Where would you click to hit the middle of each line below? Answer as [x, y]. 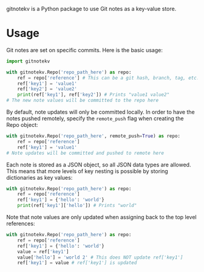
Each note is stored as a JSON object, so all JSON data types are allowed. [99, 165]
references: [21, 223]
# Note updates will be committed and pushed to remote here [85, 153]
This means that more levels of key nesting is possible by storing [87, 171]
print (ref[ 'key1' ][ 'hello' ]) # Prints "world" [77, 206]
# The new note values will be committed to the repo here [83, 100]
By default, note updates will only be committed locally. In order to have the [101, 112]
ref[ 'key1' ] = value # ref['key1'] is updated [77, 263]
